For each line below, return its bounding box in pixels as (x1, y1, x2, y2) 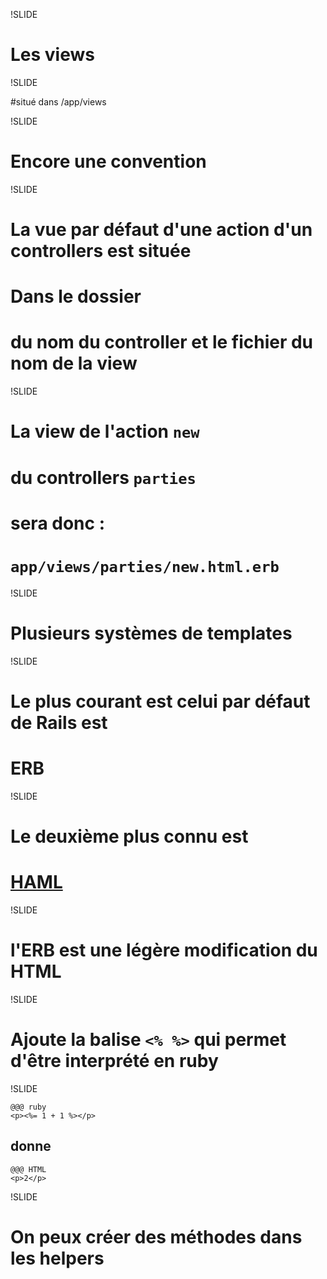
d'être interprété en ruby (10, 1050, 219, 1072)
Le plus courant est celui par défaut (10, 690, 311, 713)
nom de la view (10, 352, 138, 375)
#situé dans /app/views (10, 95, 107, 108)
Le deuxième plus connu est (10, 825, 249, 848)
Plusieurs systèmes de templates (10, 622, 293, 644)
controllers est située (10, 240, 192, 263)
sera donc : (10, 512, 105, 534)
